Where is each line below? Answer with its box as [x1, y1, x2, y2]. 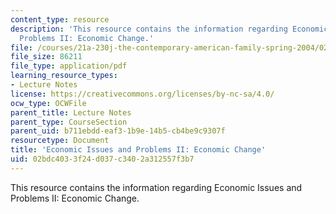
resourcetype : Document [10, 136, 110, 146]
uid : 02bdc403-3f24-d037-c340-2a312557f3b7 [10, 154, 195, 164]
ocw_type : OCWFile [10, 98, 87, 108]
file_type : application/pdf [10, 61, 128, 71]
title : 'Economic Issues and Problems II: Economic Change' [10, 145, 267, 155]
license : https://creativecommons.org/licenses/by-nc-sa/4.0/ [10, 89, 275, 99]
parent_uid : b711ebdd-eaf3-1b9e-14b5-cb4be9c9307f [10, 126, 226, 136]
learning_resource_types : [10, 71, 118, 81]
